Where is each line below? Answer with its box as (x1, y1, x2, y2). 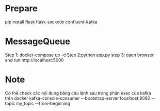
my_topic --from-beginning (16, 100, 70, 106)
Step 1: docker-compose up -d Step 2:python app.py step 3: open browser (5, 52, 154, 58)
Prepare (5, 3, 38, 14)
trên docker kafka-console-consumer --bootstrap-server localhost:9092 (5, 95, 150, 101)
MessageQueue (5, 36, 70, 47)
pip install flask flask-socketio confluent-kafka (5, 19, 98, 25)
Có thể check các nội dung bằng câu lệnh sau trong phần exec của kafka (5, 90, 151, 96)
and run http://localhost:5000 (5, 57, 64, 63)
